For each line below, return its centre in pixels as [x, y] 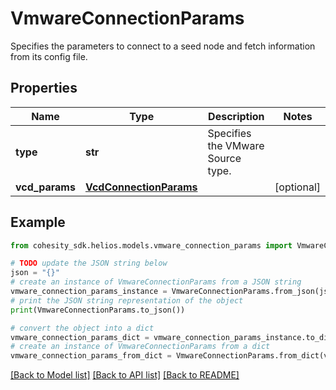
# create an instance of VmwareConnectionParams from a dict [140, 347]
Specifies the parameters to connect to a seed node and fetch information [163, 46]
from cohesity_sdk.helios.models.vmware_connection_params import [151, 245]
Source [224, 158]
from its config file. [49, 56]
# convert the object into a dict [82, 328]
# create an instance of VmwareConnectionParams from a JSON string [156, 282]
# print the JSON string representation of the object [127, 300]
